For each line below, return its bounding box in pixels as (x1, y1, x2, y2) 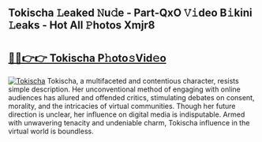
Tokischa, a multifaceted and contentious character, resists (47, 77, 239, 85)
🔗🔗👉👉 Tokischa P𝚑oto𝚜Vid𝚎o (8, 51, 167, 65)
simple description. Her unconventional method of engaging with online (8, 84, 241, 94)
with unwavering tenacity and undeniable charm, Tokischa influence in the (8, 118, 250, 127)
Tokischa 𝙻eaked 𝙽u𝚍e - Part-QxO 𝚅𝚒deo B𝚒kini (8, 6, 253, 20)
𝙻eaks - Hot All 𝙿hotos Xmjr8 (8, 19, 155, 32)
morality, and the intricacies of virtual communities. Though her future (8, 102, 236, 110)
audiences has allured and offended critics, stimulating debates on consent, (8, 93, 255, 102)
